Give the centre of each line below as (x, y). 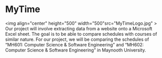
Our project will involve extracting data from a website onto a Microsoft (79, 28)
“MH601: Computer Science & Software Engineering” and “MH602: (75, 44)
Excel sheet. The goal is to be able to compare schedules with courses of (81, 34)
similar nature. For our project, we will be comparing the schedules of (77, 39)
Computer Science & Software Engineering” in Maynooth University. (76, 50)
